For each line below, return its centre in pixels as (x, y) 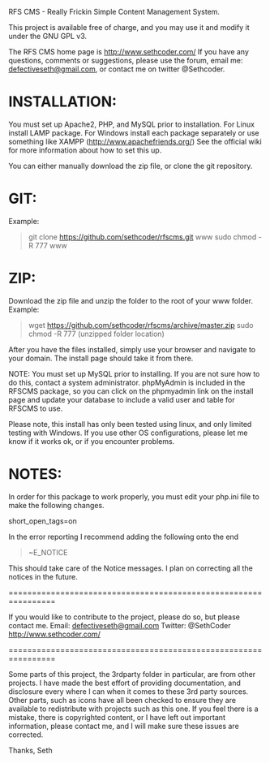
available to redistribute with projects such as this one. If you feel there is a (133, 709)
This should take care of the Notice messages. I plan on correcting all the (131, 568)
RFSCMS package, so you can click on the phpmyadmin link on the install (131, 391)
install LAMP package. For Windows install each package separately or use (134, 132)
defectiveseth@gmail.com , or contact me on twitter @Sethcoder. (117, 69)
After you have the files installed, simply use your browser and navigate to (132, 349)
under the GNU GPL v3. (48, 36)
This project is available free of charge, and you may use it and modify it (129, 27)
